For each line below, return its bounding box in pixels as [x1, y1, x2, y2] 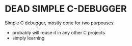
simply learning [12, 35, 45, 41]
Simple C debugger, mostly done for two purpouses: [5, 20, 115, 26]
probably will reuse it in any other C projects [12, 29, 105, 35]
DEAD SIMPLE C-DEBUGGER [5, 3, 127, 15]
